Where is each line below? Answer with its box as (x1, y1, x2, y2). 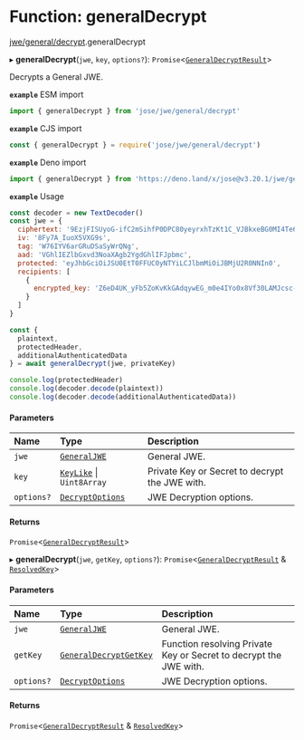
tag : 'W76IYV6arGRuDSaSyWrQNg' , (17, 242, 140, 251)
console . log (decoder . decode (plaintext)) (9, 384, 165, 393)
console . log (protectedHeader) (9, 376, 124, 385)
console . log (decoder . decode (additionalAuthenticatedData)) (9, 392, 237, 402)
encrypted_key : (33, 284, 91, 293)
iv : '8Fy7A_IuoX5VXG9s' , (17, 234, 111, 243)
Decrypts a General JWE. (9, 71, 104, 82)
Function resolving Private (161, 637, 273, 649)
